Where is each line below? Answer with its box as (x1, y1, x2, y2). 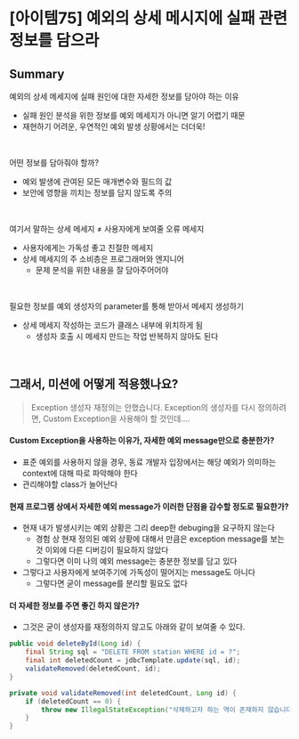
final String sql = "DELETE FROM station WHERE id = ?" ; (25, 647, 241, 657)
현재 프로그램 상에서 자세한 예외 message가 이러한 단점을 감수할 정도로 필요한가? (9, 500, 289, 512)
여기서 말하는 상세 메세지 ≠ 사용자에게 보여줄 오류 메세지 (9, 223, 205, 234)
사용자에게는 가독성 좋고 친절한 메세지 (21, 242, 154, 253)
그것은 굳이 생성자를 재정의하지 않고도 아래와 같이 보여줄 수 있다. (21, 621, 246, 632)
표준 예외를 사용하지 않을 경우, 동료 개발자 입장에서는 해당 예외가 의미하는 (21, 457, 277, 467)
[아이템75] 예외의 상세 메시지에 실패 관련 (9, 8, 287, 28)
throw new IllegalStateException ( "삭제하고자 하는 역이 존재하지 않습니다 (41, 705, 293, 714)
